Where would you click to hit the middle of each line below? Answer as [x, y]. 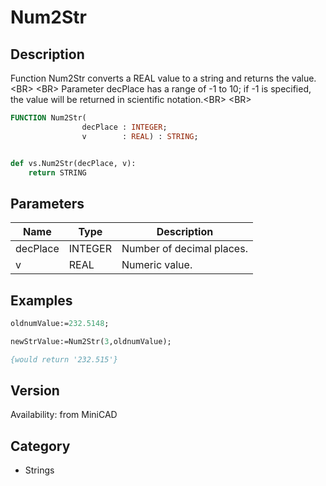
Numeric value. [157, 265]
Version [35, 391]
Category [40, 446]
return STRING [57, 172]
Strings [39, 470]
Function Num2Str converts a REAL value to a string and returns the [150, 78]
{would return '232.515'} [64, 359]
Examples [41, 300]
